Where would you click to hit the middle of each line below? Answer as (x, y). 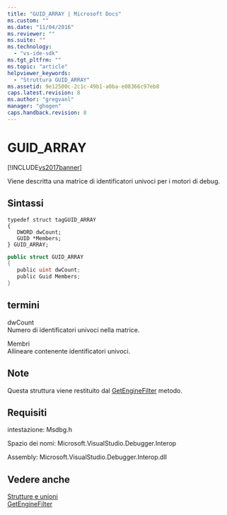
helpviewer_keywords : (39, 73)
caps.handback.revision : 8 (47, 113)
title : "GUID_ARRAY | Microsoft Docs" (64, 14)
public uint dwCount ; (48, 270)
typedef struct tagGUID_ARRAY (52, 220)
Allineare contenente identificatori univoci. (69, 351)
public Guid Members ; (48, 277)
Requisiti (27, 413)
